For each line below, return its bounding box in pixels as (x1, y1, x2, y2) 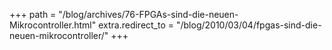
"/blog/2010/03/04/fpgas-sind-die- (175, 19, 322, 31)
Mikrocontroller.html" (9, 19, 97, 31)
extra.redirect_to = (98, 19, 175, 31)
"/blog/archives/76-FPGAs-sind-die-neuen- (58, 9, 239, 20)
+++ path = (9, 9, 57, 20)
